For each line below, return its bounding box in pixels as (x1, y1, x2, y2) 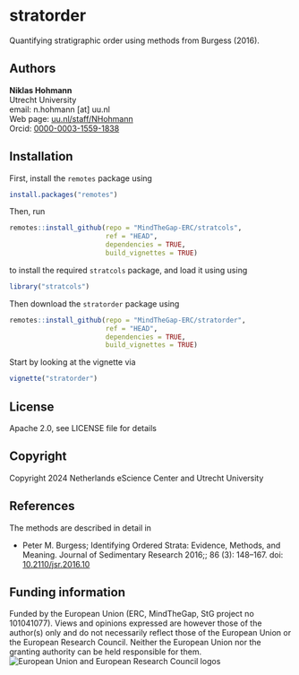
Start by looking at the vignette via (9, 357, 136, 368)
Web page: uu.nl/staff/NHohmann (9, 113, 134, 124)
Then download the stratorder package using (9, 298, 180, 309)
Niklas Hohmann (9, 84, 73, 95)
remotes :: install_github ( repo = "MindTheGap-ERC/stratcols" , (9, 223, 243, 233)
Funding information (9, 584, 125, 601)
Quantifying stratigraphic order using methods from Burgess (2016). (9, 35, 260, 46)
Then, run (9, 206, 46, 217)
